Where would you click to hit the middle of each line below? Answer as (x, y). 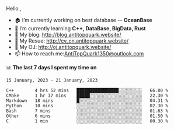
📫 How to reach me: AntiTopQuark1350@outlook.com (79, 54)
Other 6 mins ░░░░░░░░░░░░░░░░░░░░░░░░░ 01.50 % (87, 116)
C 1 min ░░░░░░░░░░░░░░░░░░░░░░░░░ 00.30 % (87, 121)
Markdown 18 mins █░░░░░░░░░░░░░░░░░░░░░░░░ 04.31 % (87, 101)
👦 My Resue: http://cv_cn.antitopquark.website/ (72, 41)
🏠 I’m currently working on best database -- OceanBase (83, 20)
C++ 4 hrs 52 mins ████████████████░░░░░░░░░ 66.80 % (87, 90)
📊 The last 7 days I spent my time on (52, 67)
